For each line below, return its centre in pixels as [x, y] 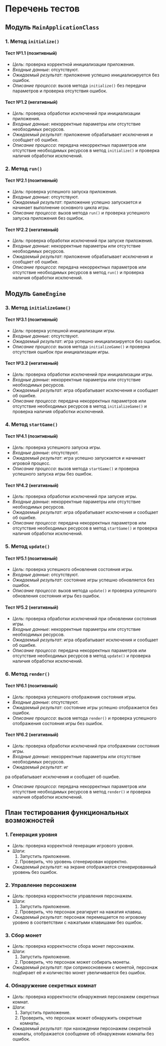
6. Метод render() [28, 674]
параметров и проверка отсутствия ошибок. [60, 91]
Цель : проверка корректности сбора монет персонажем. [74, 946]
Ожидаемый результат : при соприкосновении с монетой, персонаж [85, 967]
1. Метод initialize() [32, 41]
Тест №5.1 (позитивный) [32, 558]
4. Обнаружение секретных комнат [51, 986]
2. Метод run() [24, 169]
